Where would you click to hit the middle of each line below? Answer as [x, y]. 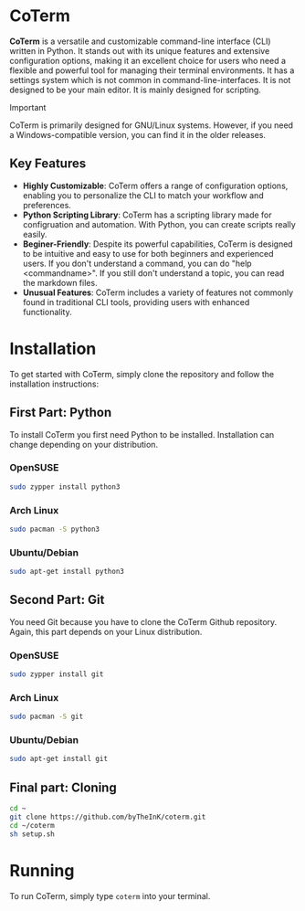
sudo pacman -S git [47, 717]
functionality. [47, 312]
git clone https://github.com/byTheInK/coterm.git [108, 817]
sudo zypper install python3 [65, 487]
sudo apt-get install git [58, 759]
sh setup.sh [32, 834]
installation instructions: [54, 384]
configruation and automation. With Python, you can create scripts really [159, 224]
